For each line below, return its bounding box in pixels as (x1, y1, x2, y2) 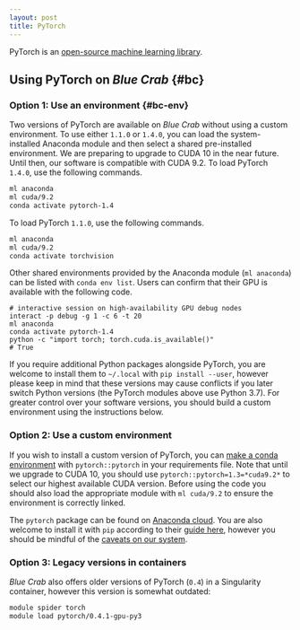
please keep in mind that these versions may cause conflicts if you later (9, 378, 274, 389)
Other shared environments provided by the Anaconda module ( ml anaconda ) (9, 267, 292, 278)
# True (9, 343, 34, 353)
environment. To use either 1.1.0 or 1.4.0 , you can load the (9, 129, 229, 140)
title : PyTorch (9, 22, 66, 31)
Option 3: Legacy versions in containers (9, 556, 187, 568)
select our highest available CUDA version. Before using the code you (9, 477, 267, 489)
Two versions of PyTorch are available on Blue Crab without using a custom (9, 119, 288, 130)
